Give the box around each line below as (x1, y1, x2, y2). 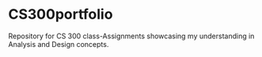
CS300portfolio (8, 5, 113, 23)
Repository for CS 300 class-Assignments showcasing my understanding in (8, 31, 255, 41)
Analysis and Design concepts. (8, 39, 109, 48)
